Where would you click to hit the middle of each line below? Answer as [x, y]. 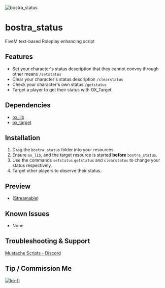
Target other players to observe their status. [57, 171]
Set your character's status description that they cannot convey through [85, 69]
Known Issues [27, 214]
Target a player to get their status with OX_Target [62, 89]
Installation [23, 138]
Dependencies [28, 105]
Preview [18, 186]
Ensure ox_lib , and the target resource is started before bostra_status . [85, 155]
